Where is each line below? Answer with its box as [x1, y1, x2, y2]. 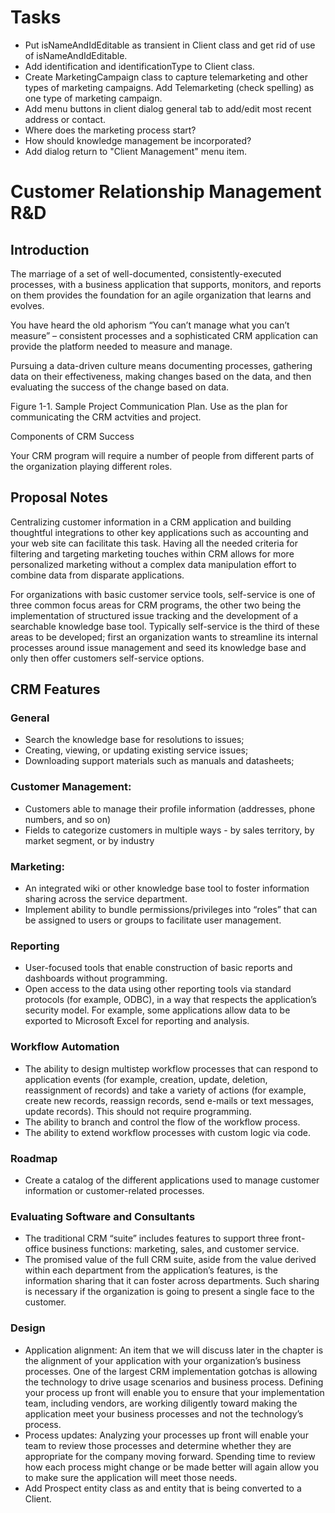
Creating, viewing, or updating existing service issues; [24, 744, 249, 756]
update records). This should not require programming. [24, 1105, 252, 1117]
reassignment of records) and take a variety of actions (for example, [24, 1084, 307, 1096]
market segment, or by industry [24, 834, 155, 846]
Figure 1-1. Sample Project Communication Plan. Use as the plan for [10, 400, 288, 412]
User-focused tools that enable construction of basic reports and [24, 962, 293, 974]
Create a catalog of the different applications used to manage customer [24, 1174, 320, 1186]
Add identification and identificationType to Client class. [24, 60, 255, 72]
